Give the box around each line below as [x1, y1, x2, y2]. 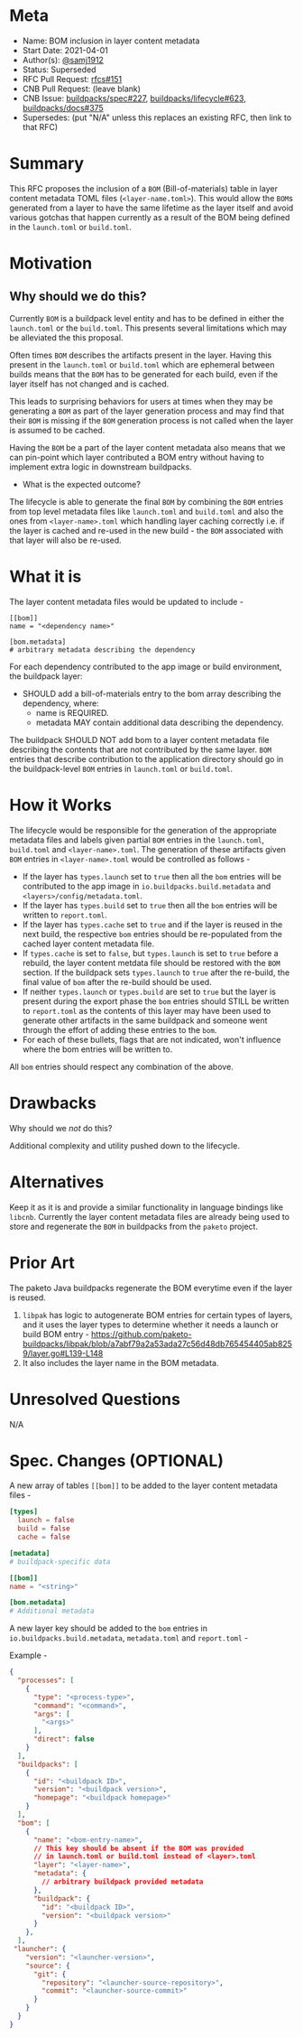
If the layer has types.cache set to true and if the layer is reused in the [22, 918, 283, 930]
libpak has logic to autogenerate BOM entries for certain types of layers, [22, 1309, 293, 1320]
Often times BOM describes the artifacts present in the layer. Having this [9, 349, 272, 360]
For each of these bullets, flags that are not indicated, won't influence [22, 1034, 281, 1045]
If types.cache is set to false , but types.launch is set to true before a [22, 947, 279, 958]
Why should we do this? [9, 289, 147, 304]
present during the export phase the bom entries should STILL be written [22, 995, 289, 1007]
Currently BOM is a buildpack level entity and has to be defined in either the [9, 312, 285, 323]
